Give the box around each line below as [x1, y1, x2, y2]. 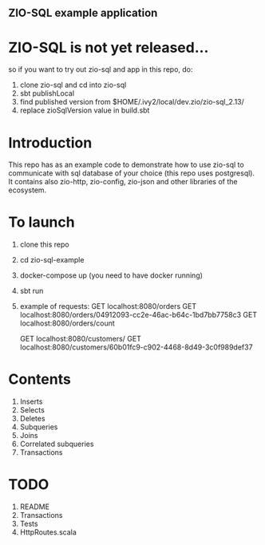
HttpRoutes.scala [19, 527, 77, 537]
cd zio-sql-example [19, 255, 85, 265]
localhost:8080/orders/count [19, 318, 116, 328]
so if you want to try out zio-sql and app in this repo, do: [8, 65, 193, 74]
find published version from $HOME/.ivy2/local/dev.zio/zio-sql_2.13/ [19, 97, 245, 107]
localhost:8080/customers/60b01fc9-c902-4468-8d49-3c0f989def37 [19, 342, 253, 352]
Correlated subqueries [19, 439, 94, 449]
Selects [19, 405, 45, 415]
